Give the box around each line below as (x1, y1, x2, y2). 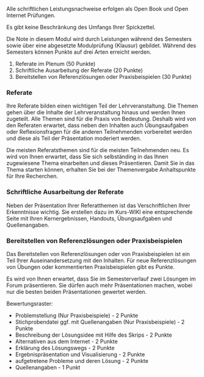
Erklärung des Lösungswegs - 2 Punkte (15, 344, 115, 351)
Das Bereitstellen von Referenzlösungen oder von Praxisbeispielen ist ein (6, 250, 191, 257)
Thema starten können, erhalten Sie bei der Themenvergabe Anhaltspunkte (6, 166, 196, 174)
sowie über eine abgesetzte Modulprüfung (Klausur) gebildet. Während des (6, 42, 197, 49)
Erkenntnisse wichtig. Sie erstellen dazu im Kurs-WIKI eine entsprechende (6, 208, 193, 216)
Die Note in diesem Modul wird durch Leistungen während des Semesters (6, 35, 192, 42)
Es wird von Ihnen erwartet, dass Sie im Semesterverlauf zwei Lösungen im (6, 275, 196, 282)
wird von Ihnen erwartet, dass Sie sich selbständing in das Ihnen (6, 153, 169, 161)
